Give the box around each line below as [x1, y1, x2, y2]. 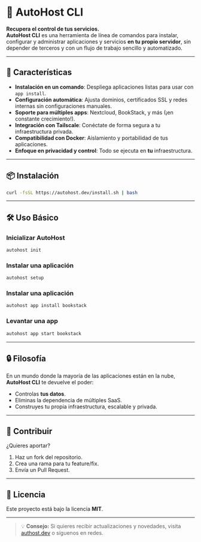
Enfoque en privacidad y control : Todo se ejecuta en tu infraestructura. [14, 147, 193, 154]
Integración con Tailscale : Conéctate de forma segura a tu [14, 121, 160, 128]
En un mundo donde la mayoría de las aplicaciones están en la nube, [6, 372, 175, 380]
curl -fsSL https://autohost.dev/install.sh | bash [6, 189, 138, 195]
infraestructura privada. [14, 128, 74, 135]
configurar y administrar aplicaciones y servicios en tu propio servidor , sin [6, 38, 191, 45]
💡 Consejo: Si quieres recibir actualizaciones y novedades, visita [20, 522, 181, 529]
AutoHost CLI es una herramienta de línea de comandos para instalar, [6, 31, 179, 38]
